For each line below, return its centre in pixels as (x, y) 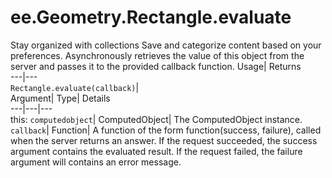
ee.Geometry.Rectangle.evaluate (151, 17)
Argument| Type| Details (60, 98)
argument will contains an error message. (96, 162)
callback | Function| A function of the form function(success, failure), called (166, 130)
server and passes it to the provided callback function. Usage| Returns (156, 66)
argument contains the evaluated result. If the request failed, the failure (156, 151)
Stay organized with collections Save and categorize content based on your (166, 45)
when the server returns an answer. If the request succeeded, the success (164, 140)
